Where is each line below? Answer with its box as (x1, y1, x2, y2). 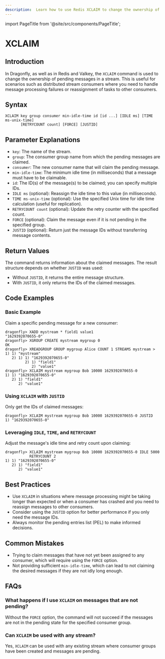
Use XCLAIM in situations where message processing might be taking (12, 494, 151, 499)
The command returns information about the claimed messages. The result (5, 260, 157, 266)
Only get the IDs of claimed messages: (5, 404, 84, 410)
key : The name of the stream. (12, 149, 72, 155)
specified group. (12, 222, 46, 228)
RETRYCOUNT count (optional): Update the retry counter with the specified (12, 206, 159, 212)
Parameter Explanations (5, 135, 80, 144)
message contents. (12, 232, 51, 238)
